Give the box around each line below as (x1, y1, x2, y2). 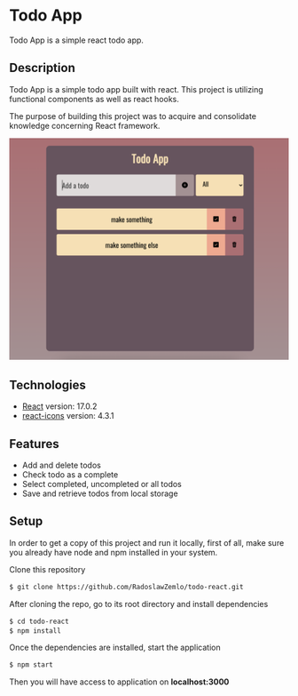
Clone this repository (9, 564, 86, 574)
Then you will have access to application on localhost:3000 (9, 676, 230, 687)
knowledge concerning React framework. (9, 120, 161, 131)
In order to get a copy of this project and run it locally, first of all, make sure (9, 537, 285, 548)
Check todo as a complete (21, 469, 119, 480)
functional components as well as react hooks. (9, 93, 180, 104)
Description (9, 60, 75, 76)
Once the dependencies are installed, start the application (9, 642, 221, 653)
